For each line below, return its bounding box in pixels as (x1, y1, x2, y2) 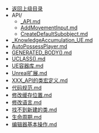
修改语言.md (11, 99, 42, 105)
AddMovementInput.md (20, 24, 78, 31)
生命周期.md (11, 114, 42, 120)
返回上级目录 (11, 5, 43, 12)
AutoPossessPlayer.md (11, 43, 67, 50)
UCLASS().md (11, 55, 46, 62)
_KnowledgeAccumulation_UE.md (11, 37, 93, 43)
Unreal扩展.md (11, 70, 47, 76)
